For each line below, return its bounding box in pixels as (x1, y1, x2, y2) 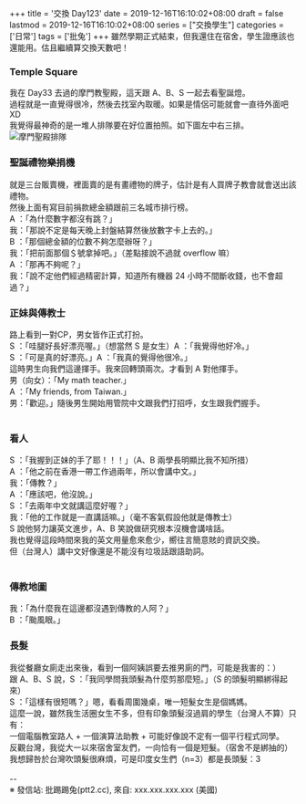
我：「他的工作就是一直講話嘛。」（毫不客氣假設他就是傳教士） (9, 512, 237, 523)
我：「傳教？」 (9, 477, 62, 488)
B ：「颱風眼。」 (9, 614, 66, 625)
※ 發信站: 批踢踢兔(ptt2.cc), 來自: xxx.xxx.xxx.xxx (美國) (9, 784, 219, 795)
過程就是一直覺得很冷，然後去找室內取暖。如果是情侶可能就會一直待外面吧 (9, 99, 289, 110)
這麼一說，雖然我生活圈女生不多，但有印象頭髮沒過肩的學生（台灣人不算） (9, 707, 289, 718)
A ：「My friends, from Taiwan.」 (9, 386, 132, 397)
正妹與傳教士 (9, 307, 66, 319)
